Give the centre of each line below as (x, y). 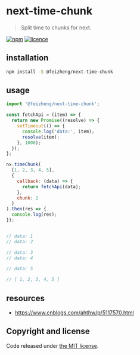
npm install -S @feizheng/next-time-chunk (60, 72)
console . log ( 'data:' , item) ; (58, 131)
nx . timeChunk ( (24, 165)
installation (27, 58)
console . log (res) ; (35, 215)
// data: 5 (20, 269)
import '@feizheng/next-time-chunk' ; (53, 104)
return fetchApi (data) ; (52, 186)
